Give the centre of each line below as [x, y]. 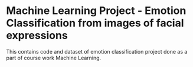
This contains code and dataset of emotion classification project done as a [97, 51]
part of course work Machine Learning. [54, 58]
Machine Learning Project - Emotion [96, 11]
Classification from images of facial [95, 23]
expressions [37, 36]
